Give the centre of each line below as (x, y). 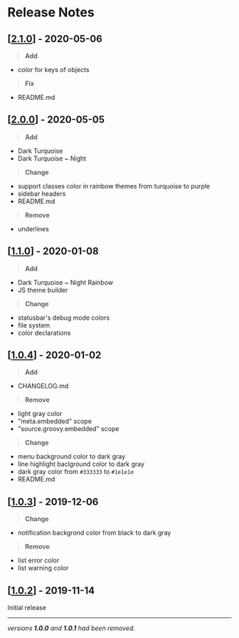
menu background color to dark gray (71, 457)
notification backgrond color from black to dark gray (94, 533)
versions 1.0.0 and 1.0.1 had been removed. (71, 628)
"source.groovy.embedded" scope (68, 429)
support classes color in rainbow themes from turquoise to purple (114, 186)
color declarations (44, 333)
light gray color (40, 414)
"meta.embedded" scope (55, 421)
